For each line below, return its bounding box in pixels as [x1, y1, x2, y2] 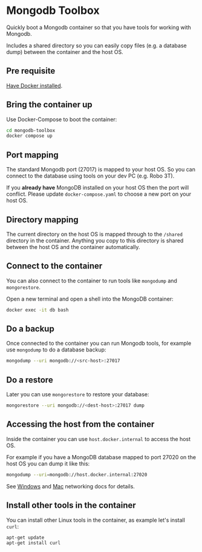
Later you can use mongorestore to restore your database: [6, 391, 149, 398]
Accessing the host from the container [6, 419, 155, 430]
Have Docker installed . [6, 82, 63, 89]
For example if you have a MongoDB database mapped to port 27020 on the [6, 453, 197, 461]
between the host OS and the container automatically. [6, 243, 140, 250]
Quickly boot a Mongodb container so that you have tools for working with [6, 24, 192, 31]
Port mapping [6, 150, 59, 160]
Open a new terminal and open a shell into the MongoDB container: [6, 295, 174, 302]
